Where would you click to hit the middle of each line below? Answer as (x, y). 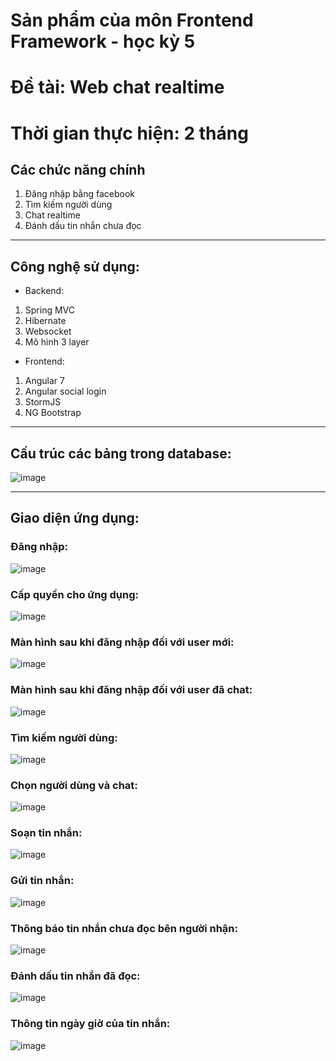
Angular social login (65, 391)
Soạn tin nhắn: (46, 833)
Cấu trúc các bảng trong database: (121, 453)
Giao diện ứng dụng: (75, 518)
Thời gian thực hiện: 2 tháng (129, 133)
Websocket (48, 331)
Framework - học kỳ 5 (103, 41)
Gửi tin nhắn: (42, 881)
